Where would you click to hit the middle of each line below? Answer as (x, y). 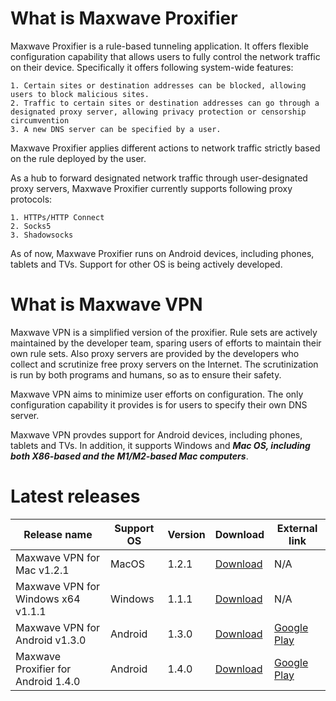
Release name (58, 534)
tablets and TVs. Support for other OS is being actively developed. (146, 264)
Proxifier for (43, 669)
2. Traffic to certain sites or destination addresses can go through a (165, 103)
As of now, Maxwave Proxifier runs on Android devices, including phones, (162, 253)
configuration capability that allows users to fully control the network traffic (165, 56)
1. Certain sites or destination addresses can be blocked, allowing (158, 85)
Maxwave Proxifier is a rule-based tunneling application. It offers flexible (159, 46)
